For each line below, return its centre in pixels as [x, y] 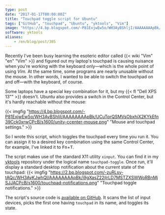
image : [12, 28]
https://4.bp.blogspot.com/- [57, 111]
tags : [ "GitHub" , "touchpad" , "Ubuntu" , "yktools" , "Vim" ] [67, 23]
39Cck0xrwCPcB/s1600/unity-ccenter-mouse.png [56, 122]
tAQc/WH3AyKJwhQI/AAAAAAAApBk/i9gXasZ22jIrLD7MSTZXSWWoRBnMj [82, 177]
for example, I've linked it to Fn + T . [40, 147]
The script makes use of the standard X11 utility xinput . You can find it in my [82, 156]
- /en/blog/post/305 [35, 42]
